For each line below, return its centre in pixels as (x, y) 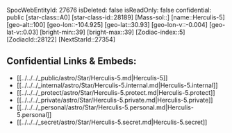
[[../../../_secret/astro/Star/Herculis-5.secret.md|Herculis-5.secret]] (112, 122)
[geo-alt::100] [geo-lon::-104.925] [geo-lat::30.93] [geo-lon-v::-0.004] (107, 25)
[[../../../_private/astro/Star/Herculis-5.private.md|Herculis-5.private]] (115, 100)
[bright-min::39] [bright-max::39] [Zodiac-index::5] (113, 32)
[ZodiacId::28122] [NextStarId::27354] (61, 39)
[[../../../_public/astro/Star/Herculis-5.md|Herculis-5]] (92, 78)
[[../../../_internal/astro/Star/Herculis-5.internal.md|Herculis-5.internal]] (117, 85)
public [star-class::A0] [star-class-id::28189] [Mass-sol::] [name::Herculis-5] (116, 17)
